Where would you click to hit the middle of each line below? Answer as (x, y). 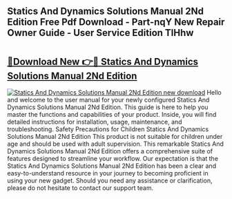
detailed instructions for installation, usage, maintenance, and (95, 122)
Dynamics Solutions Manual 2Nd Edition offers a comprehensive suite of (110, 151)
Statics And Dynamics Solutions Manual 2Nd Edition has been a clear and (112, 166)
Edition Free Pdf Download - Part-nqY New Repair (116, 22)
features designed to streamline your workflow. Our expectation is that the (113, 159)
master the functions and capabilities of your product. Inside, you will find (112, 114)
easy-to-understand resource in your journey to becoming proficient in (108, 173)
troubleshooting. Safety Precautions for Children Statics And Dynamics (108, 129)
